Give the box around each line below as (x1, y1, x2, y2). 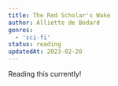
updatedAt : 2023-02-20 (8, 48, 83, 56)
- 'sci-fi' (15, 33, 51, 41)
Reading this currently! (8, 70, 82, 78)
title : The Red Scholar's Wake (8, 11, 111, 20)
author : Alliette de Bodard (8, 19, 101, 27)
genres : (8, 26, 34, 34)
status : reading (8, 41, 61, 48)
